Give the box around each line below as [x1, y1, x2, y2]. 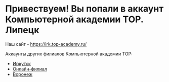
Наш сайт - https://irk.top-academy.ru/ [5, 41, 87, 47]
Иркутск [12, 60, 31, 66]
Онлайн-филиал [12, 66, 47, 72]
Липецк [5, 25, 39, 36]
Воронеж [12, 71, 33, 77]
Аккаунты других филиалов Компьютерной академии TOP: [5, 51, 133, 57]
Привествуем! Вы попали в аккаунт [5, 3, 164, 15]
